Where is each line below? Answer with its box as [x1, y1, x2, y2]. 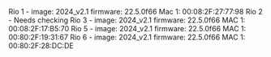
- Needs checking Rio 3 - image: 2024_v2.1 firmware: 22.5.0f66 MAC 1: [8, 15, 246, 25]
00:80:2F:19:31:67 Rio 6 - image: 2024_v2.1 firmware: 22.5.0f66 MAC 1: [8, 32, 246, 42]
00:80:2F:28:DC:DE [8, 41, 75, 51]
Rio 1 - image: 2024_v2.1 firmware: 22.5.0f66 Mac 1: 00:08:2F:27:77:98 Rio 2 [8, 7, 263, 16]
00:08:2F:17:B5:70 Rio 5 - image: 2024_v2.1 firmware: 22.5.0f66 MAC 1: [8, 24, 247, 33]
